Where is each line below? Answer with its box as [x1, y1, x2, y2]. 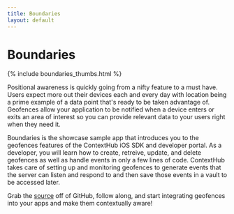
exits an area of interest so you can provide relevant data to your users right [7, 113, 226, 121]
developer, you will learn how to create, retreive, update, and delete [7, 148, 201, 157]
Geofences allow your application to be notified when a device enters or [7, 105, 215, 114]
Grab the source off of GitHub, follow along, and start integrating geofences [7, 192, 226, 200]
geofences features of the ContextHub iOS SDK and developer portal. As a [7, 141, 222, 150]
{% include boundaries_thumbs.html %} [7, 70, 122, 78]
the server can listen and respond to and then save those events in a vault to [7, 171, 228, 179]
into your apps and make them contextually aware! [7, 199, 153, 208]
